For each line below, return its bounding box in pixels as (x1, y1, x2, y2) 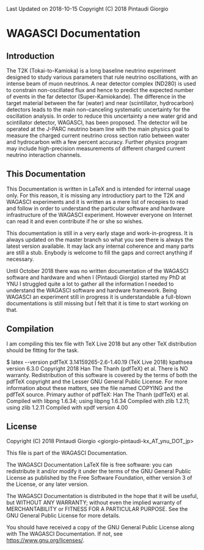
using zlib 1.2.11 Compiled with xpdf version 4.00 (6, 403, 128, 411)
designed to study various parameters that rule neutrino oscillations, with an (6, 73, 198, 81)
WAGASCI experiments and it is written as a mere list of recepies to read (6, 198, 188, 205)
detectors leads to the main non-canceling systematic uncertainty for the (6, 106, 191, 113)
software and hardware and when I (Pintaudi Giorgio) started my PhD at (6, 273, 186, 281)
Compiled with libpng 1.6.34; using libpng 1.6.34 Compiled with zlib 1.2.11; (6, 397, 191, 405)
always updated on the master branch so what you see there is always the (6, 236, 194, 243)
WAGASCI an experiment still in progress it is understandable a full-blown (6, 293, 191, 300)
